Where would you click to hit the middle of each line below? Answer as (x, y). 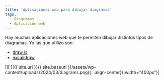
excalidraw (23, 58)
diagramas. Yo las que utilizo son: (40, 43)
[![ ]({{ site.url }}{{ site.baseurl (36, 67)
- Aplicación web (28, 23)
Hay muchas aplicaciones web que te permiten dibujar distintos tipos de (79, 38)
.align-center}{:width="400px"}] (127, 73)
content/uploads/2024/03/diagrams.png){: (49, 73)
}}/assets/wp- (82, 67)
